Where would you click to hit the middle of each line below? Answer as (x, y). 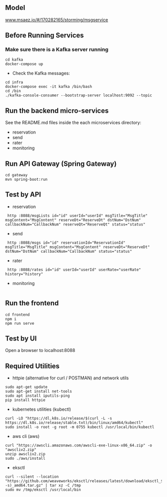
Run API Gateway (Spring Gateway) (61, 164)
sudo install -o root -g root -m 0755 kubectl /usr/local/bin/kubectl (80, 427)
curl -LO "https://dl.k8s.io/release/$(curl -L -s (59, 419)
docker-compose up (24, 64)
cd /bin (13, 91)
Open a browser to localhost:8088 (40, 351)
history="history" (24, 274)
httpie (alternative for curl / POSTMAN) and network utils (71, 378)
